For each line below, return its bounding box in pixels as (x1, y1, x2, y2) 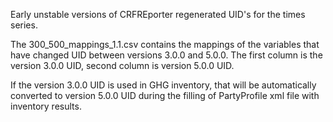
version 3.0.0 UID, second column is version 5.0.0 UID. (10, 60, 235, 71)
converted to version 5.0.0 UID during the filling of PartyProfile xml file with (10, 90, 320, 101)
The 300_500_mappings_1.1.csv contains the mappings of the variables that (10, 39, 320, 50)
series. (10, 19, 38, 31)
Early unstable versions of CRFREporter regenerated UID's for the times (10, 9, 306, 20)
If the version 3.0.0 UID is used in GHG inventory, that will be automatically (10, 79, 317, 91)
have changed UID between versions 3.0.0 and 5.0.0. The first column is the (10, 49, 323, 61)
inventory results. (10, 100, 82, 112)
